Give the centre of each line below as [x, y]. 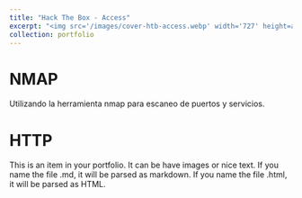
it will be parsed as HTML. [58, 184]
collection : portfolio [52, 34]
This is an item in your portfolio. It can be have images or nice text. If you [144, 165]
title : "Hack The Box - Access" [70, 18]
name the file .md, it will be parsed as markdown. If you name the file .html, [148, 175]
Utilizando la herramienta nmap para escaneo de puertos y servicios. [137, 103]
